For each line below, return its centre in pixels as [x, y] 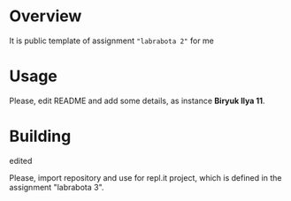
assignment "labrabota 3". [57, 187]
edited [21, 160]
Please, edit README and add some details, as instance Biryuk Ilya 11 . [137, 100]
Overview [46, 16]
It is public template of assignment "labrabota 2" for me [112, 41]
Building [40, 136]
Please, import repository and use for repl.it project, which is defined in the [145, 177]
